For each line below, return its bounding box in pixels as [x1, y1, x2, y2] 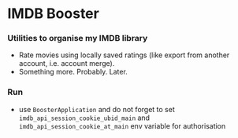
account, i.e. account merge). [18, 59, 115, 68]
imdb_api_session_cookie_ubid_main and [18, 113, 151, 122]
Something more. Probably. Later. [18, 67, 128, 77]
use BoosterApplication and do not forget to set [18, 104, 175, 114]
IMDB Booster [7, 5, 99, 23]
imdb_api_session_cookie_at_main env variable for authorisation [18, 121, 226, 130]
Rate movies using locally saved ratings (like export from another [18, 50, 230, 60]
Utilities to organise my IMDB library [7, 33, 148, 44]
